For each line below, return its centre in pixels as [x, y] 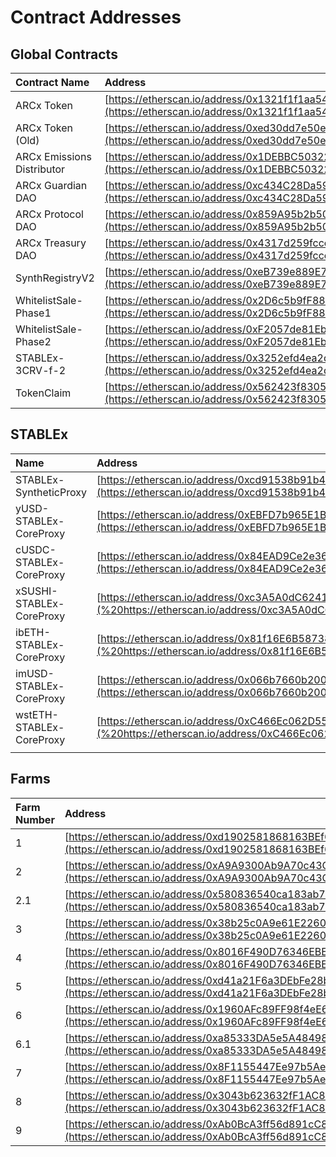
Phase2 [33, 341]
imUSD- [35, 673]
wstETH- [37, 714]
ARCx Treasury [51, 243]
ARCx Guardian [51, 185]
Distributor [40, 169]
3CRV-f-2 [41, 370]
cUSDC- [36, 549]
